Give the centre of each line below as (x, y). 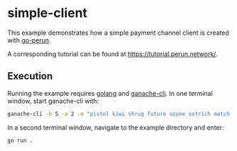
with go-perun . (29, 40)
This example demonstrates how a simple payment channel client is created (118, 33)
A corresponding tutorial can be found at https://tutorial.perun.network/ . (112, 54)
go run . (20, 140)
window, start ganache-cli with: (53, 101)
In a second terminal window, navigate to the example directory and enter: (116, 127)
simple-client (47, 13)
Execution (30, 76)
